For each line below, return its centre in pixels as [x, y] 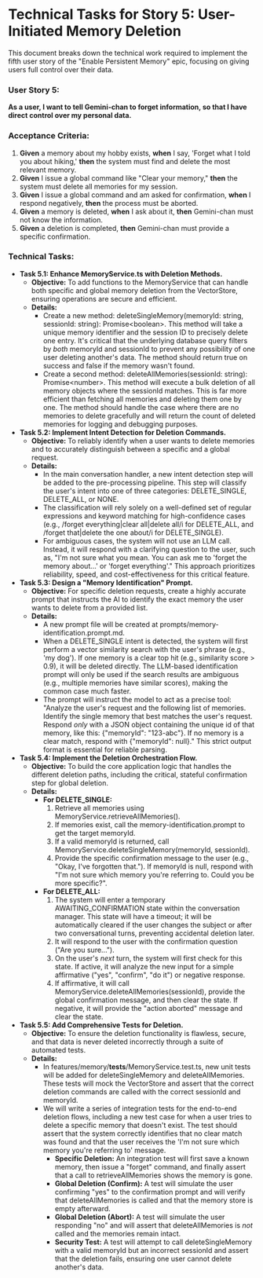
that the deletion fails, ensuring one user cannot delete [143, 1258]
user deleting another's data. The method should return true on [145, 357]
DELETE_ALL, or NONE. [81, 499]
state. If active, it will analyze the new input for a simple [144, 966]
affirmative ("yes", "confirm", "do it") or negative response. [150, 975]
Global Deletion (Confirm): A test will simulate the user [144, 1183]
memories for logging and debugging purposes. [121, 424]
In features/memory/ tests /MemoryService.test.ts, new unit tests [147, 1067]
